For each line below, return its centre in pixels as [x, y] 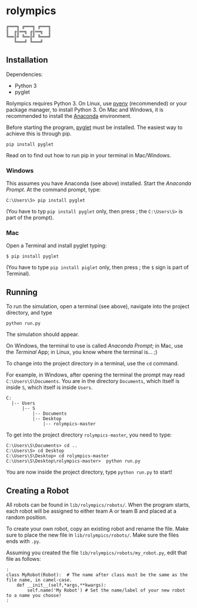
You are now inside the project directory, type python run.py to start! [89, 472]
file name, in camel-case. [39, 580]
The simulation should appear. [43, 335]
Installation [27, 60]
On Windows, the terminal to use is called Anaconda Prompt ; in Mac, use [95, 346]
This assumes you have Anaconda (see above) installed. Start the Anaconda [99, 183]
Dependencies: [24, 74]
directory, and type [29, 313]
